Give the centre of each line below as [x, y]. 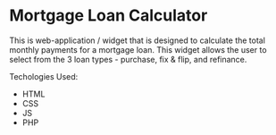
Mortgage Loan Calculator [109, 16]
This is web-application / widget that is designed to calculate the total [138, 40]
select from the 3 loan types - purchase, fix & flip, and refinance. [128, 59]
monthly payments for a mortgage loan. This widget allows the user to [138, 49]
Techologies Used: [44, 76]
